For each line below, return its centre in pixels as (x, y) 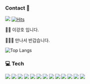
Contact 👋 (17, 8)
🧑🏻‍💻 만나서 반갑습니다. (27, 40)
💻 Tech (14, 63)
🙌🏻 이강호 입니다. (22, 30)
